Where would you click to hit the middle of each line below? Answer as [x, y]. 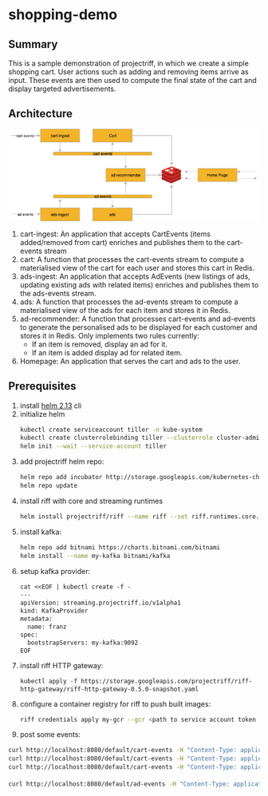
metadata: [36, 619]
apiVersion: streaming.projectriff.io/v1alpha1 [100, 603]
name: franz [47, 627]
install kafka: [41, 532]
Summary [33, 44]
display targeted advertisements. [63, 89]
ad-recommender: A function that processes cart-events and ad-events [138, 319]
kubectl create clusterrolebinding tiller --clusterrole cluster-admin [141, 438]
